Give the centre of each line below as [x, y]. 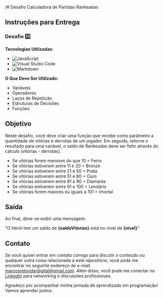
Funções [21, 108]
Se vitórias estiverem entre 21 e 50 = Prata [54, 171]
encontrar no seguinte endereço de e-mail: [48, 266]
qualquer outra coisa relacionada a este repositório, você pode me [72, 260]
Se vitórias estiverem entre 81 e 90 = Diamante [59, 181]
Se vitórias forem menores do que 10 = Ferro [57, 160]
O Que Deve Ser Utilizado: [32, 78]
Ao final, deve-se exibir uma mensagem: [45, 219]
